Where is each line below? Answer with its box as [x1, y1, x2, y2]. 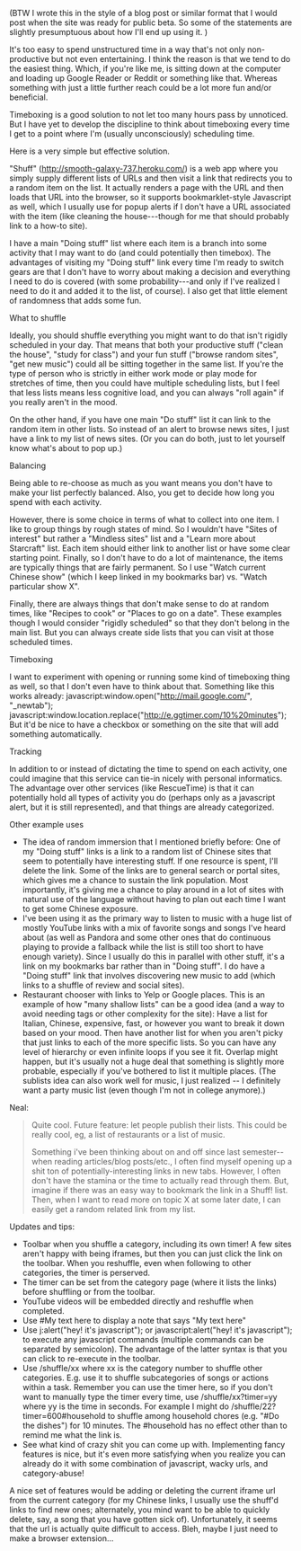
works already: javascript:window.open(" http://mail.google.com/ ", [9, 691, 253, 701]
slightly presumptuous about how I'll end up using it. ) [9, 27, 208, 37]
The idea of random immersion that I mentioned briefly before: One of [22, 837, 281, 847]
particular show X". [9, 581, 80, 591]
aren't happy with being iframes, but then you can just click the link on [22, 1248, 283, 1259]
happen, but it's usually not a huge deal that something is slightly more [22, 1056, 285, 1067]
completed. [22, 1306, 65, 1316]
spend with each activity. [9, 497, 102, 507]
